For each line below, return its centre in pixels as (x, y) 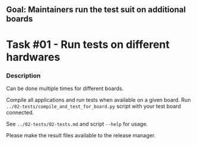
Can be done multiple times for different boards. (65, 88)
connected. (20, 112)
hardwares (33, 57)
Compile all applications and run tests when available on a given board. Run (99, 99)
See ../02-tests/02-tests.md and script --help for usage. (77, 124)
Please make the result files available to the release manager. (81, 135)
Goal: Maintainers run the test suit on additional (96, 10)
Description (23, 75)
